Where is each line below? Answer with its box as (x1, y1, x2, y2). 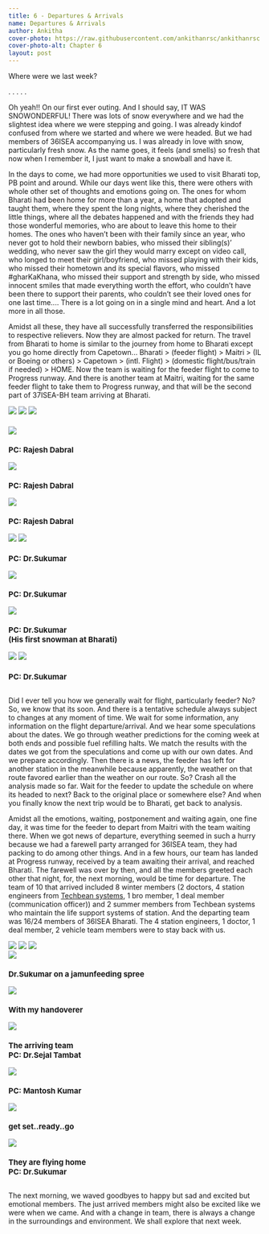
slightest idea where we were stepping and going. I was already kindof (8, 120, 243, 129)
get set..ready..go (8, 1121, 75, 1132)
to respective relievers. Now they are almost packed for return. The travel (8, 331, 251, 340)
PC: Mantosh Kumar (8, 1086, 82, 1096)
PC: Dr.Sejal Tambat (8, 1050, 82, 1060)
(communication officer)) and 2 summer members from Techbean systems (8, 899, 255, 909)
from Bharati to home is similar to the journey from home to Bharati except (8, 339, 254, 349)
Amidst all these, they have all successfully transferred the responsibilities (8, 322, 254, 331)
